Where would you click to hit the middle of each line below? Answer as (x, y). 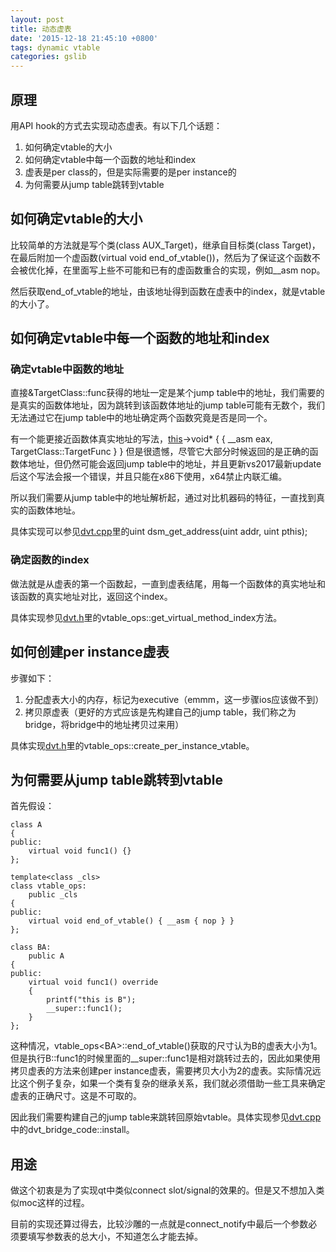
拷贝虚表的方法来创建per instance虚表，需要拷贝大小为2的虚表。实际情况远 (166, 1071)
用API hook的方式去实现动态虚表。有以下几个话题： (116, 125)
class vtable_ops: (48, 886)
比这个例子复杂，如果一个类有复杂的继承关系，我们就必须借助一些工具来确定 (168, 1083)
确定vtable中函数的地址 (67, 369)
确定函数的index (50, 560)
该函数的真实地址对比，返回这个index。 (91, 596)
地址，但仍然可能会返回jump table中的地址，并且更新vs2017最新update (174, 464)
